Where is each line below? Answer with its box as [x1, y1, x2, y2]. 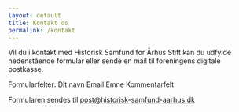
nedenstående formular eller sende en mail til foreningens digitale [8, 56, 222, 65]
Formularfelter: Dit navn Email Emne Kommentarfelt [8, 80, 175, 89]
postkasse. [8, 65, 44, 74]
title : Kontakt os [8, 19, 68, 27]
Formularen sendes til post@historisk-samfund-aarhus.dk [8, 95, 195, 105]
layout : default [8, 11, 61, 20]
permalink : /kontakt [8, 26, 76, 34]
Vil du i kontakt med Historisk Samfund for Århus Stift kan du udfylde [8, 48, 232, 58]
